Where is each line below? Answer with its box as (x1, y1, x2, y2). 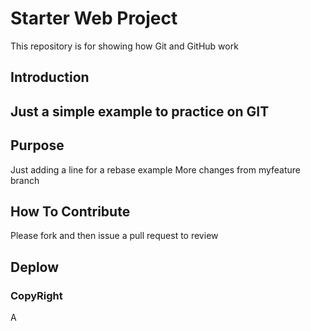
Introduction (10, 69, 90, 86)
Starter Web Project (10, 7, 178, 30)
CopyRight (10, 288, 63, 302)
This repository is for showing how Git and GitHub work (10, 40, 239, 52)
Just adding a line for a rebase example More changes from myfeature (10, 163, 302, 176)
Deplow (10, 258, 60, 276)
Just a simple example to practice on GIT (10, 103, 270, 120)
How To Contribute (10, 203, 131, 220)
